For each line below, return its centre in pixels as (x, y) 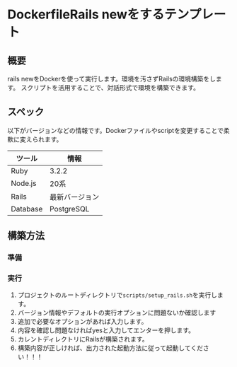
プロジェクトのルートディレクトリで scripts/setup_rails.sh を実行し (117, 295)
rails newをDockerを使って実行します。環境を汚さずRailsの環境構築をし (112, 79)
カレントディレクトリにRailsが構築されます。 (83, 339)
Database (27, 209)
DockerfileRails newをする (86, 14)
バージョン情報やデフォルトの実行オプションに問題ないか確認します (117, 313)
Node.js (24, 183)
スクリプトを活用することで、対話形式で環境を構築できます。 (110, 88)
